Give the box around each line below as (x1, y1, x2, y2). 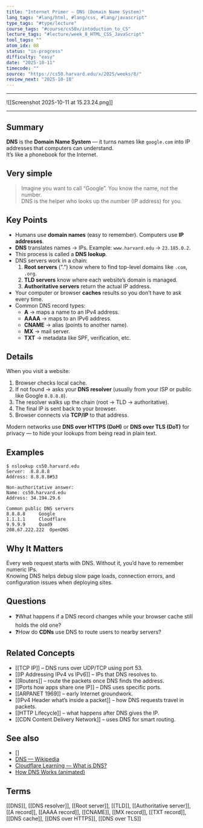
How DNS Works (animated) (14, 769, 86, 776)
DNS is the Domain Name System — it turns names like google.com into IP (6, 137, 190, 145)
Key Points (6, 215, 48, 225)
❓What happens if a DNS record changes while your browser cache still (14, 612, 193, 620)
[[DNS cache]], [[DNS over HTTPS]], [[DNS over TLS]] (6, 815, 141, 823)
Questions (6, 596, 47, 606)
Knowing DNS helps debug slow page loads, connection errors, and (6, 572, 175, 579)
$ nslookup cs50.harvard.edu (6, 463, 80, 469)
